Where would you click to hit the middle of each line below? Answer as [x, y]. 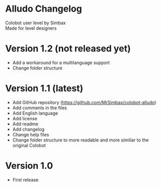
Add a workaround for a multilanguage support [61, 62]
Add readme [25, 124]
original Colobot [29, 145]
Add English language [35, 113]
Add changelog [28, 129]
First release [25, 179]
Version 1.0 [29, 166]
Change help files [31, 134]
